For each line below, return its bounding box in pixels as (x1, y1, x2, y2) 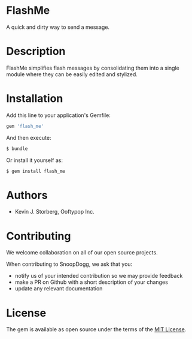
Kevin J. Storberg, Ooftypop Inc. (14, 208, 95, 215)
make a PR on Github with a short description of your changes (14, 278, 169, 286)
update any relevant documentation (14, 285, 103, 292)
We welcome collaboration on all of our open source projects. (6, 249, 158, 256)
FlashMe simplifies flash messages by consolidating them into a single (6, 64, 179, 71)
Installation (6, 92, 63, 106)
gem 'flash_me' (6, 123, 44, 129)
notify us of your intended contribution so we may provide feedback (14, 272, 183, 280)
